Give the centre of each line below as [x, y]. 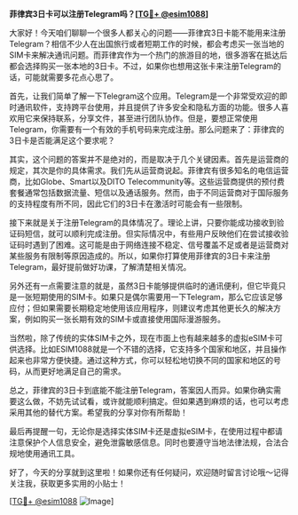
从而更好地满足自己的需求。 [75, 371]
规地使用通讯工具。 [44, 453]
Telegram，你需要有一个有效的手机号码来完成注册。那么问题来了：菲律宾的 [147, 129]
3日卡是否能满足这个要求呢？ [62, 140]
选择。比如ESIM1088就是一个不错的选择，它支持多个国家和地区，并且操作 [151, 349]
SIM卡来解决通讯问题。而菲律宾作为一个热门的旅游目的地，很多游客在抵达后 [149, 55]
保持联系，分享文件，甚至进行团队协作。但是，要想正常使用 [149, 118]
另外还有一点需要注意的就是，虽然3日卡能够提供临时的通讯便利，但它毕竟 [144, 286]
